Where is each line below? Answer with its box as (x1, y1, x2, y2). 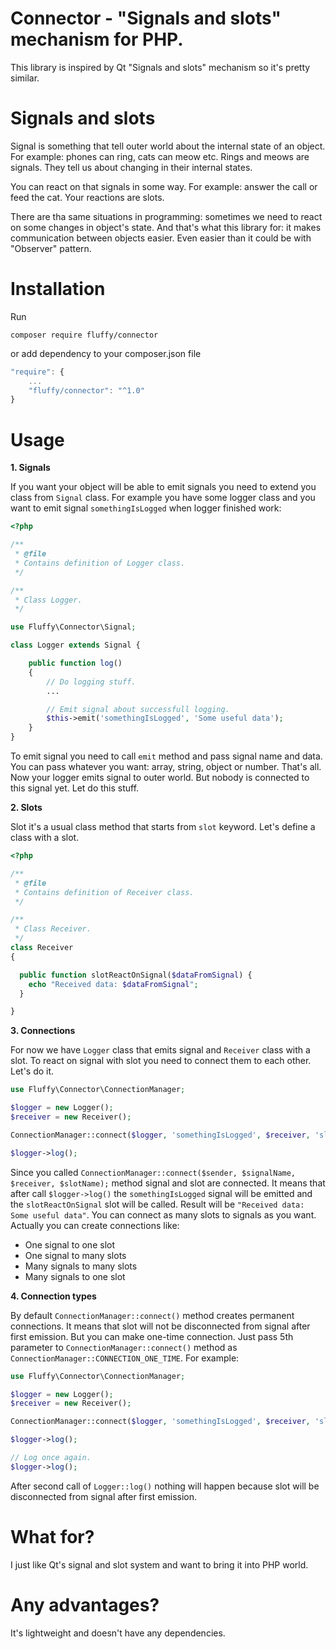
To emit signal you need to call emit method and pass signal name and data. (10, 750, 323, 762)
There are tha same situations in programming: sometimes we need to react (10, 210, 323, 222)
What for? (10, 1525, 95, 1548)
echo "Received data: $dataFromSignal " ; (28, 979, 199, 989)
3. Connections (10, 1025, 76, 1037)
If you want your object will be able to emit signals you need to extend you (10, 481, 317, 493)
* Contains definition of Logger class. (14, 558, 186, 568)
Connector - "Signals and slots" (10, 7, 282, 30)
